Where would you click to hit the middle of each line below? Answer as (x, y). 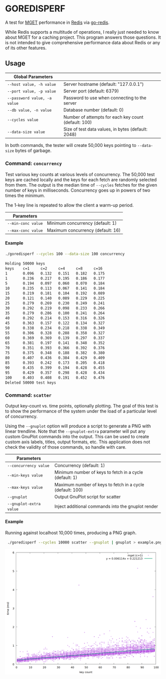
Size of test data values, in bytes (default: (105, 129)
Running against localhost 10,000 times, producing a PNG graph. (71, 533)
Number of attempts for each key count (104, 117)
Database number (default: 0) (94, 110)
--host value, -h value (32, 84)
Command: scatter (28, 395)
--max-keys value (25, 488)
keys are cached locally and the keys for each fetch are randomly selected (81, 180)
